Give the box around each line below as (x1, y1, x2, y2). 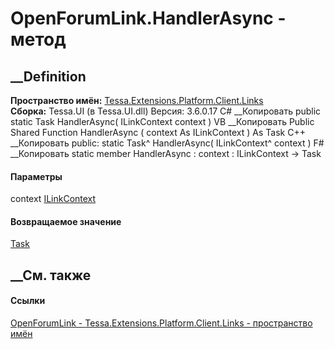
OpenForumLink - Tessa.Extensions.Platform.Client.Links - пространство (10, 317, 313, 329)
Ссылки (10, 295, 46, 307)
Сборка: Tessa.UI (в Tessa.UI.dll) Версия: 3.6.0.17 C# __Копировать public (10, 105, 322, 117)
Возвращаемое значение (10, 215, 122, 227)
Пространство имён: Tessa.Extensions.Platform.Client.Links (10, 95, 264, 106)
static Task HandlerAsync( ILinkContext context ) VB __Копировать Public (10, 116, 315, 127)
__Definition (10, 68, 87, 85)
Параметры (10, 170, 63, 182)
